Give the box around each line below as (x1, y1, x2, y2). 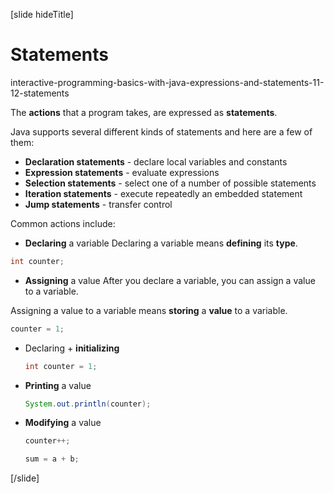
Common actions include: (10, 217, 116, 229)
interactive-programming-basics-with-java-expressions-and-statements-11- (10, 76, 325, 88)
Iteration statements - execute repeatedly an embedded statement (24, 187, 303, 199)
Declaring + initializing (24, 342, 120, 354)
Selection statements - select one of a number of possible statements (24, 177, 317, 189)
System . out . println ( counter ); (24, 399, 152, 409)
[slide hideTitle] (10, 9, 74, 20)
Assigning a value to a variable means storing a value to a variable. (10, 304, 288, 316)
